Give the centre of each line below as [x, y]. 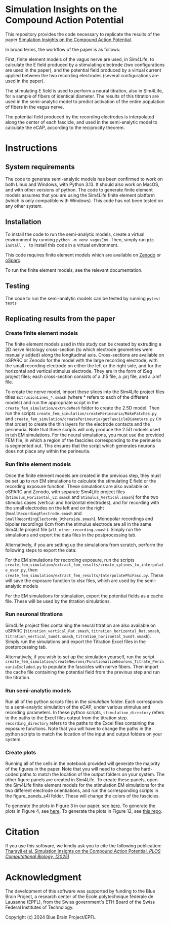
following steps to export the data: [41, 550]
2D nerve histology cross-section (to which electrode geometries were [79, 349]
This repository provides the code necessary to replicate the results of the [83, 34]
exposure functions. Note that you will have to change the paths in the [78, 729]
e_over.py [16, 570]
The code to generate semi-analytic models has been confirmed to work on [84, 179]
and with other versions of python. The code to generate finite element [79, 189]
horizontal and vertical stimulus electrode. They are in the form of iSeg [79, 371]
